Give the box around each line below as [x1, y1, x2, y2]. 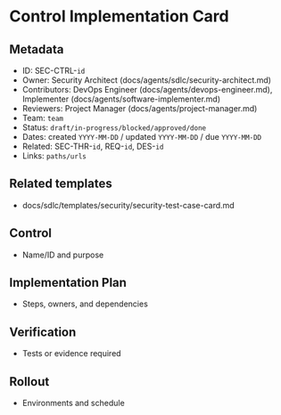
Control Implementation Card [9, 6, 229, 27]
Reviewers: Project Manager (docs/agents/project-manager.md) [21, 103, 258, 113]
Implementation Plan [9, 275, 128, 290]
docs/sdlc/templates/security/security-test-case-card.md [21, 199, 235, 210]
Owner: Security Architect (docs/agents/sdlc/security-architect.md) [21, 75, 272, 85]
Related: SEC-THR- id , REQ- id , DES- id [21, 141, 164, 151]
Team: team [21, 113, 64, 123]
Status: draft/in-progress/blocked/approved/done [21, 122, 207, 133]
